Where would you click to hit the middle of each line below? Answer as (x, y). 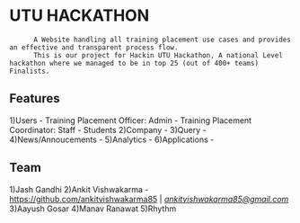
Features (35, 98)
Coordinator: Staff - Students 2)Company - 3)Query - (108, 129)
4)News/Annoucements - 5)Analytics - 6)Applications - (112, 139)
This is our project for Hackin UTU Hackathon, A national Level (158, 55)
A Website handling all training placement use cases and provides (162, 40)
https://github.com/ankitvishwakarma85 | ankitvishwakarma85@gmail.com (149, 199)
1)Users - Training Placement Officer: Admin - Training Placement (131, 120)
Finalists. (30, 71)
